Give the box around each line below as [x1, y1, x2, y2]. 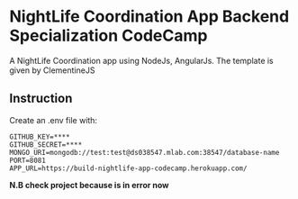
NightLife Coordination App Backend [9, 6, 290, 27]
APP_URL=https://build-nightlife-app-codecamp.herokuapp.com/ [9, 164, 248, 173]
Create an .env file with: [9, 114, 97, 125]
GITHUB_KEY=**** [9, 132, 70, 141]
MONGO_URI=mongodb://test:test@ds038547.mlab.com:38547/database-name [9, 148, 280, 157]
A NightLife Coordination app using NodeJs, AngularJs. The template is [9, 55, 275, 66]
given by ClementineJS [9, 65, 95, 76]
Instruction [9, 91, 73, 106]
